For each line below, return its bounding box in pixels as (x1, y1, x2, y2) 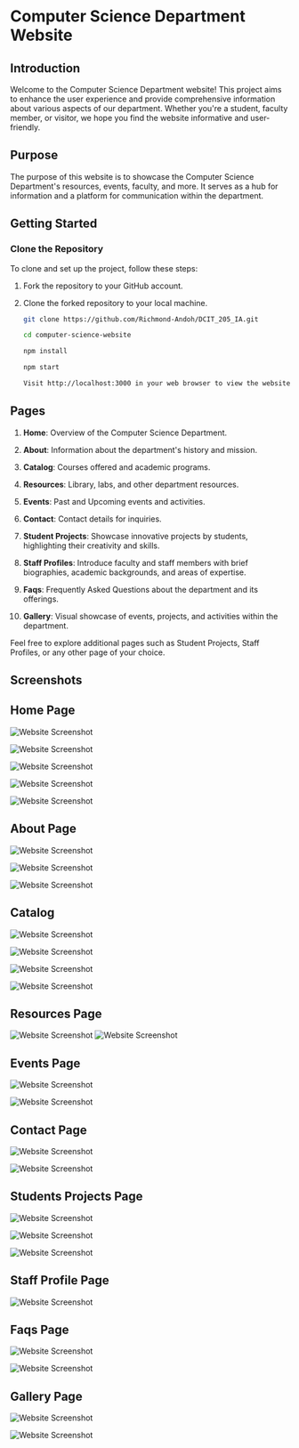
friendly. (10, 122, 41, 133)
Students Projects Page (10, 1189, 143, 1204)
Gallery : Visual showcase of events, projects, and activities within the (22, 611, 279, 621)
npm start (22, 363, 61, 372)
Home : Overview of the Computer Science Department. (22, 427, 228, 438)
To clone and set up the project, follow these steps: (10, 263, 198, 273)
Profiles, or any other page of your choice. (10, 647, 166, 658)
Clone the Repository (10, 243, 104, 255)
